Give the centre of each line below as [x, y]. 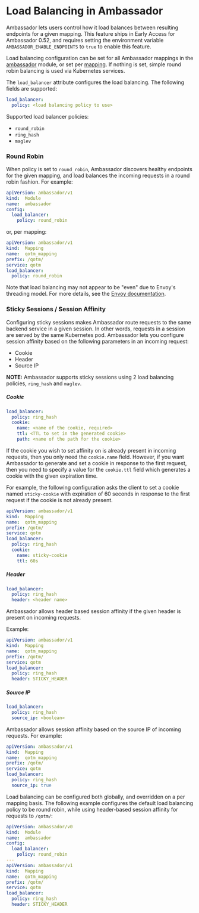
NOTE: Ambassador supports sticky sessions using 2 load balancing [90, 377]
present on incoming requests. [44, 618]
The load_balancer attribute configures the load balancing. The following [95, 82]
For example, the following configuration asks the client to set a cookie [93, 487]
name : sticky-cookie [42, 555]
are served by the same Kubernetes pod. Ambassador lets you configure [95, 335]
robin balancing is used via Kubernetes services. [66, 70]
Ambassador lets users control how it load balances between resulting [92, 27]
